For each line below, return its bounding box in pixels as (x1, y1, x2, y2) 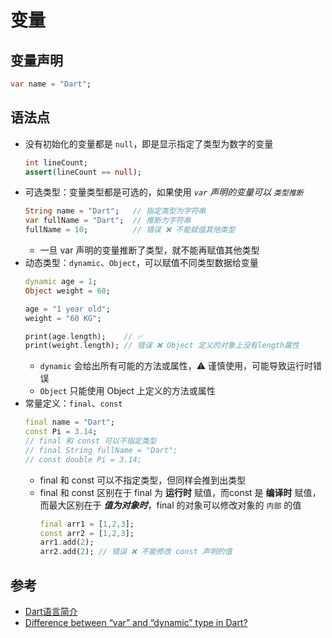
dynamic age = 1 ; (24, 277, 98, 287)
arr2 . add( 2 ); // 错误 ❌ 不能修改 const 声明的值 (39, 547, 233, 557)
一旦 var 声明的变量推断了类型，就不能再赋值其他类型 (39, 244, 260, 256)
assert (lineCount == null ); (24, 167, 142, 177)
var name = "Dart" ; (10, 79, 92, 89)
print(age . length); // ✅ (24, 331, 144, 341)
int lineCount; (24, 157, 89, 168)
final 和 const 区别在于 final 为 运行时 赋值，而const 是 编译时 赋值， (39, 486, 322, 498)
